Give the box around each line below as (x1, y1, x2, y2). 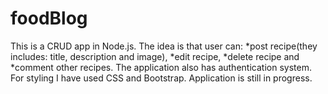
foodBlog (10, 7, 88, 30)
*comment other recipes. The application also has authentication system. (10, 61, 312, 73)
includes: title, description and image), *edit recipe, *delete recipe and (10, 50, 300, 62)
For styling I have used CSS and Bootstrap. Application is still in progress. (10, 72, 313, 84)
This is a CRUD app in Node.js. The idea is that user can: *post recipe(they (10, 40, 318, 52)
